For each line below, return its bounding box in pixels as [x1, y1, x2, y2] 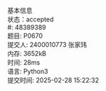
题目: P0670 [7, 31, 43, 40]
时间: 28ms [7, 58, 41, 66]
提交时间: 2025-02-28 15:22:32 [7, 76, 100, 84]
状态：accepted [7, 15, 54, 23]
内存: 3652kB [7, 49, 46, 58]
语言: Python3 [7, 67, 48, 75]
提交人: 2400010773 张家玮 [7, 41, 88, 48]
